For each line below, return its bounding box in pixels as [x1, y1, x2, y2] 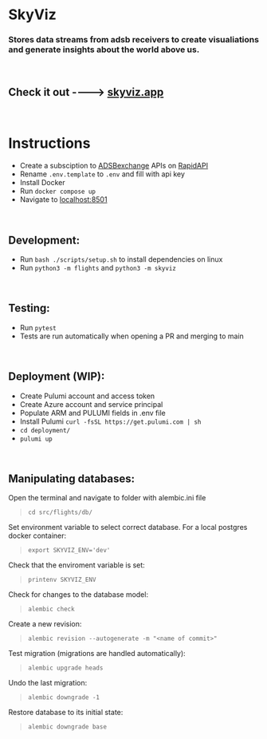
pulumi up [19, 435, 53, 443]
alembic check [27, 605, 75, 614]
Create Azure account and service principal [19, 399, 163, 409]
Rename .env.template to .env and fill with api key [19, 169, 186, 179]
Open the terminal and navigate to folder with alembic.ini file [8, 493, 206, 503]
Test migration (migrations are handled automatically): [8, 649, 186, 658]
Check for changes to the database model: [8, 590, 149, 599]
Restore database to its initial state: [8, 708, 124, 717]
